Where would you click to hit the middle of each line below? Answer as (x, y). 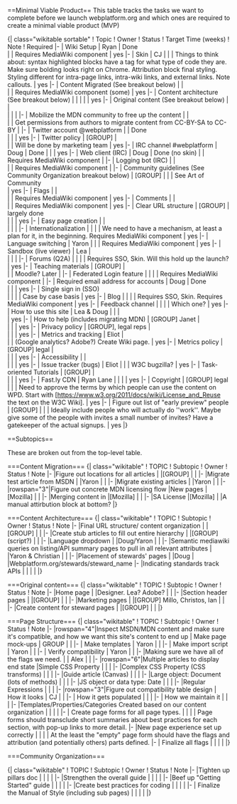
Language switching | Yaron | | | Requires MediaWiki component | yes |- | (114, 244)
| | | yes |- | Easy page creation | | (56, 221)
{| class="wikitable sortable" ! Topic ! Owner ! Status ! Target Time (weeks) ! (118, 39)
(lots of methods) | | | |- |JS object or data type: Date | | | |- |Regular (106, 682)
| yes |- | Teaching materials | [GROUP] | (66, 266)
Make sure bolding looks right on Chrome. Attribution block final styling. (112, 69)
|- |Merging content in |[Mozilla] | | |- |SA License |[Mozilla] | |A (134, 497)
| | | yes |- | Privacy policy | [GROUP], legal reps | (79, 327)
